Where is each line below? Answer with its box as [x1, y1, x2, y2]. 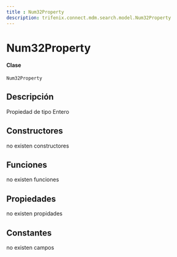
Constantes [6, 228, 52, 238]
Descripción [6, 92, 54, 102]
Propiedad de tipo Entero [6, 108, 69, 115]
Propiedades [6, 193, 56, 204]
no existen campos [6, 244, 55, 251]
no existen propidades [6, 210, 63, 217]
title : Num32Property [6, 9, 64, 15]
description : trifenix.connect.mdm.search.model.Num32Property [6, 15, 171, 21]
